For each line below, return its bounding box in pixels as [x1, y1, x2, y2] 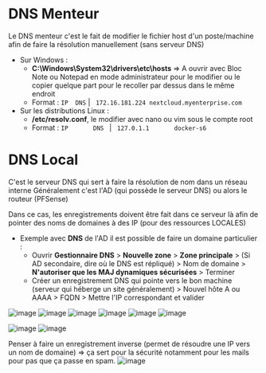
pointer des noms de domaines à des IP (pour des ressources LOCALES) [8, 218, 247, 227]
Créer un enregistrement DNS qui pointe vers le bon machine [31, 276, 233, 285]
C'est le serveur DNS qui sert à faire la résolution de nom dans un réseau [8, 177, 248, 186]
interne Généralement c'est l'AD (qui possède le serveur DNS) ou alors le [8, 185, 248, 195]
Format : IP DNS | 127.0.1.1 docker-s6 [31, 123, 207, 132]
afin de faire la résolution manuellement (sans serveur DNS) [8, 39, 205, 49]
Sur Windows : [19, 55, 68, 65]
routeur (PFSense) [8, 194, 69, 203]
